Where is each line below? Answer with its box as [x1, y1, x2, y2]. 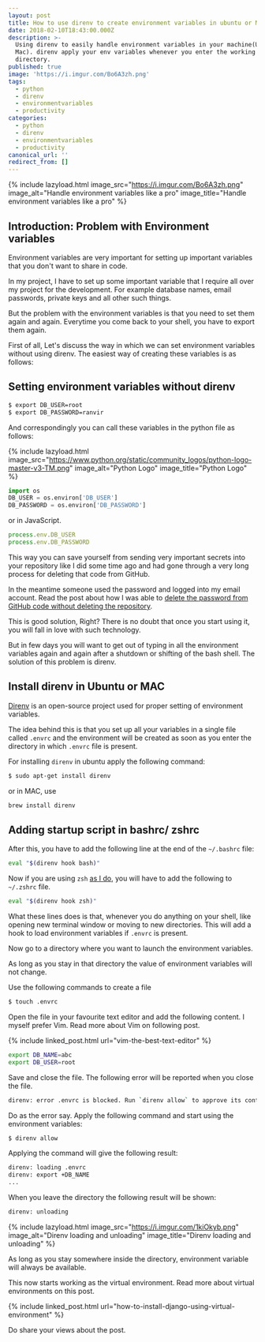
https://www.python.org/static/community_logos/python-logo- [48, 454, 252, 464]
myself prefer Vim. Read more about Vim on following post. [8, 1020, 200, 1030]
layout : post [8, 11, 51, 20]
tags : [8, 77, 26, 85]
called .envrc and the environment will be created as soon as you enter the [8, 733, 252, 742]
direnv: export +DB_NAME [8, 1171, 90, 1179]
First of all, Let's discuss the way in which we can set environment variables [8, 340, 256, 350]
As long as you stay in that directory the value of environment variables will [8, 959, 252, 968]
